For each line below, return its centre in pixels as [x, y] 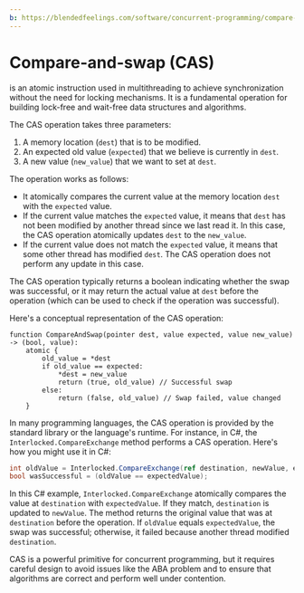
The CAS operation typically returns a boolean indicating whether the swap [149, 281]
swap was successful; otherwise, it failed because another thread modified [149, 532]
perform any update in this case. [83, 263]
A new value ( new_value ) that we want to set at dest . [119, 161]
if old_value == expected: [93, 366]
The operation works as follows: [69, 178]
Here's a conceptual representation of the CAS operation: [117, 318]
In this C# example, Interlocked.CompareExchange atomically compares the [148, 493]
